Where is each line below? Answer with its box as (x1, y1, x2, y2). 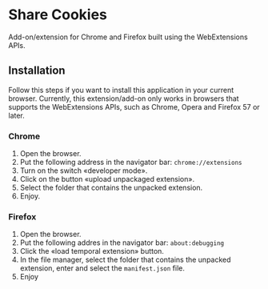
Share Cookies (8, 6, 108, 24)
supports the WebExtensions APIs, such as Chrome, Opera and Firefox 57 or (8, 102, 260, 111)
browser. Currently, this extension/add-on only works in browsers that (8, 94, 239, 103)
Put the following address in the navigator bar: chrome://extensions (19, 158, 242, 167)
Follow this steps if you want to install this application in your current (8, 85, 234, 94)
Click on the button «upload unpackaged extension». (19, 175, 194, 184)
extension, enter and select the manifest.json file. (19, 263, 186, 273)
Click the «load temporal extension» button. (19, 247, 164, 256)
